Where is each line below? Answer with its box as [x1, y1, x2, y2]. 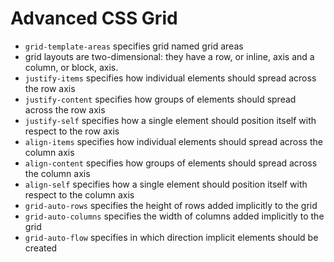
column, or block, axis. [24, 61, 119, 73]
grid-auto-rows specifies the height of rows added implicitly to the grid [24, 199, 318, 211]
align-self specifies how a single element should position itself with [24, 178, 308, 190]
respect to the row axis [24, 125, 120, 137]
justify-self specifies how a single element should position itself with [24, 114, 317, 126]
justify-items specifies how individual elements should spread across [24, 72, 317, 84]
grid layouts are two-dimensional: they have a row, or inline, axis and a [24, 50, 315, 62]
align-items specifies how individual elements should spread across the [24, 135, 323, 147]
